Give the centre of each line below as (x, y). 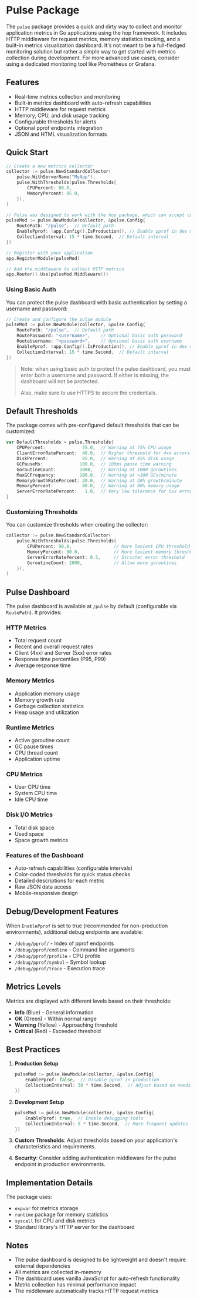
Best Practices (33, 1049)
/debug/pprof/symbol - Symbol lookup (60, 962)
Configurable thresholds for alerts (55, 122)
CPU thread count (36, 753)
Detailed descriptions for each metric (60, 880)
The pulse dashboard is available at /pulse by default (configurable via (91, 607)
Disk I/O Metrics (30, 815)
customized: (21, 431)
